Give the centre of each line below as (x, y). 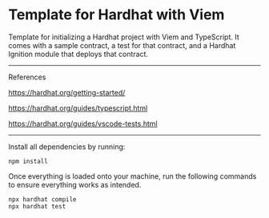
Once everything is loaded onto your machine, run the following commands (132, 176)
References (27, 77)
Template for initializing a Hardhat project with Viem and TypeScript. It (124, 37)
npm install (28, 161)
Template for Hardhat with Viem (116, 15)
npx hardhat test (37, 206)
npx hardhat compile (43, 199)
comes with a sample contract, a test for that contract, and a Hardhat (122, 45)
